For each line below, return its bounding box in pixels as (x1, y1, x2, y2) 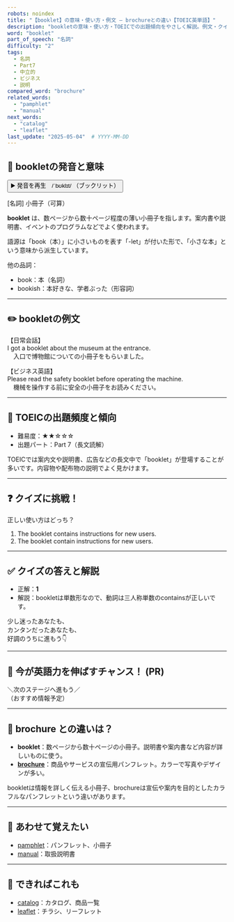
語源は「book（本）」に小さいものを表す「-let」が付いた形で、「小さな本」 (7, 237, 221, 246)
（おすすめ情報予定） (7, 694, 68, 703)
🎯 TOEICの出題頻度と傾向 (7, 412, 117, 424)
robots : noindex (7, 10, 54, 17)
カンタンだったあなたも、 (7, 626, 81, 634)
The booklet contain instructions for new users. (17, 536, 153, 545)
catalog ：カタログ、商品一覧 (17, 898, 100, 907)
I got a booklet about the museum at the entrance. (7, 344, 151, 352)
